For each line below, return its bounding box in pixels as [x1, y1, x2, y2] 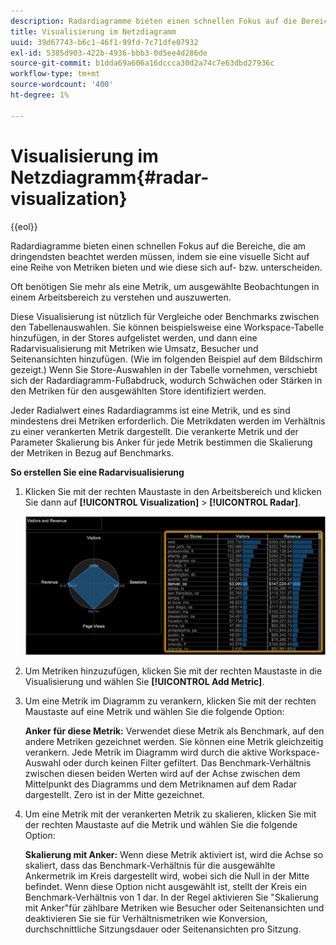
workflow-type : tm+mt [10, 69, 101, 79]
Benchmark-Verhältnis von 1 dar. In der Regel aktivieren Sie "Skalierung [24, 891, 319, 903]
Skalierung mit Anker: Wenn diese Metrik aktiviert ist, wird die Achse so [24, 848, 324, 860]
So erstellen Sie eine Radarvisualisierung [10, 466, 185, 478]
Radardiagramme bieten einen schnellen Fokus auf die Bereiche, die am [10, 240, 307, 252]
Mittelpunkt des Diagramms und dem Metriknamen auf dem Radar [24, 778, 298, 790]
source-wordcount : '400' [10, 80, 114, 90]
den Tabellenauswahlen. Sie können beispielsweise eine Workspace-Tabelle [10, 321, 325, 333]
